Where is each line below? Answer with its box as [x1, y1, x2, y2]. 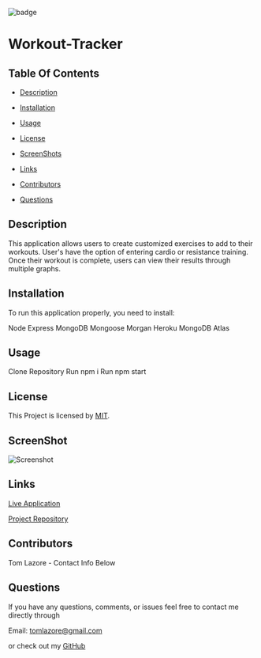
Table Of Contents [8, 66, 100, 80]
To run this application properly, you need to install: [8, 308, 175, 317]
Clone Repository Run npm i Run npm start [8, 367, 147, 376]
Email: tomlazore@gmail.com [8, 626, 103, 635]
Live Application [8, 498, 61, 508]
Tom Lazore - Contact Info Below [8, 558, 116, 567]
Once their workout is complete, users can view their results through [8, 255, 231, 265]
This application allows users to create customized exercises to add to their [8, 238, 254, 248]
